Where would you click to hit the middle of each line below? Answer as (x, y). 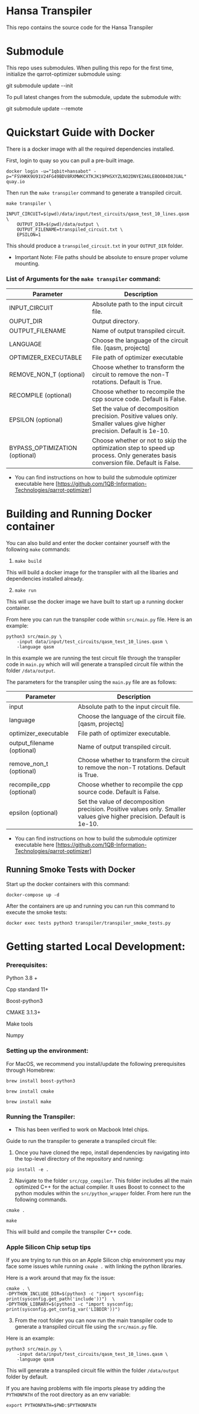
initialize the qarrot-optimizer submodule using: (64, 74)
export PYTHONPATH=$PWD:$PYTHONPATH (51, 1406)
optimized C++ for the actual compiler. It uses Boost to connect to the (100, 1187)
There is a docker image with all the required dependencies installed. (90, 149)
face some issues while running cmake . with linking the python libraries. (94, 1266)
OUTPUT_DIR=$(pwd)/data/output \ (58, 224)
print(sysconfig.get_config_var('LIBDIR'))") (63, 1310)
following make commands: (38, 549)
